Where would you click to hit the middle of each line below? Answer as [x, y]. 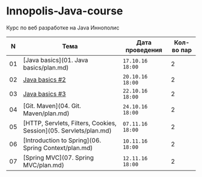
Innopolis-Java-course [65, 11]
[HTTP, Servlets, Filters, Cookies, [70, 123]
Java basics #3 [44, 94]
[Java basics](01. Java [56, 60]
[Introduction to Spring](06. [62, 140]
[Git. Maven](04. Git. [52, 106]
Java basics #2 [44, 79]
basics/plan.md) [46, 67]
